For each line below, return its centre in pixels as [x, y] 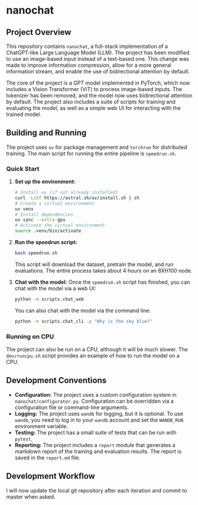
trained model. [24, 114]
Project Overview [39, 32]
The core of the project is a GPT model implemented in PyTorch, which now [98, 83]
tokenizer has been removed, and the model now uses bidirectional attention [99, 96]
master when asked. [31, 497]
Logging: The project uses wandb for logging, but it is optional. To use [99, 413]
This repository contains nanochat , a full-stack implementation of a [87, 46]
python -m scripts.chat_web [49, 299]
